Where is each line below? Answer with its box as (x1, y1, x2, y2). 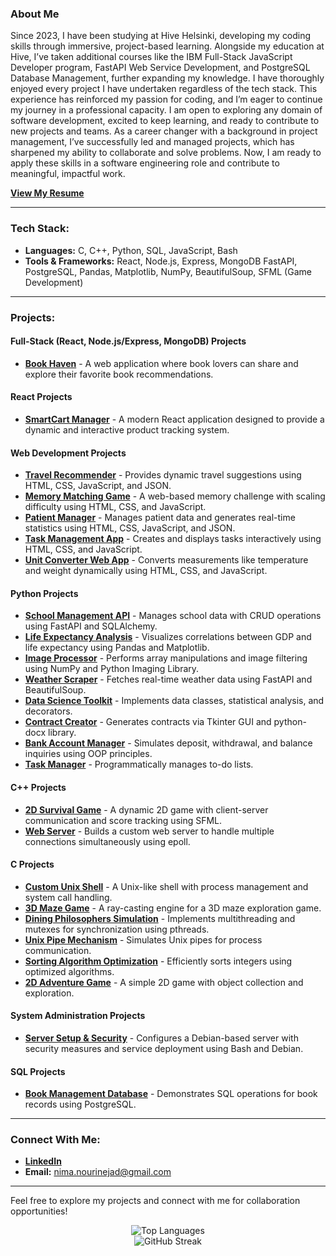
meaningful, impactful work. (10, 168, 126, 180)
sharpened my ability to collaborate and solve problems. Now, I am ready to (10, 147, 322, 159)
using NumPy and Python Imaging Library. (24, 663, 200, 675)
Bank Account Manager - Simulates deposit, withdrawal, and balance (24, 737, 313, 749)
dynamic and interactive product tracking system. (24, 423, 230, 436)
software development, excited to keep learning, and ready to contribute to (10, 115, 320, 127)
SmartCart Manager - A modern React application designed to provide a (24, 413, 325, 425)
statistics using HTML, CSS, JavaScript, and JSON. (24, 522, 236, 534)
